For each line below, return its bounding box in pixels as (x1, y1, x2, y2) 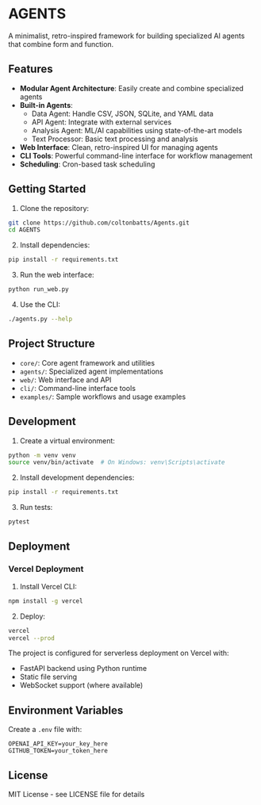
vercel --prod (8, 634, 56, 642)
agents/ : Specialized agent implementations (19, 366, 164, 376)
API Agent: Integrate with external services (31, 117, 172, 127)
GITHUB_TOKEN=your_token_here (8, 747, 109, 755)
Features (8, 63, 53, 76)
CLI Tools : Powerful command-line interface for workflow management (19, 151, 253, 160)
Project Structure (8, 337, 95, 351)
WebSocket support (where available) (19, 680, 144, 690)
